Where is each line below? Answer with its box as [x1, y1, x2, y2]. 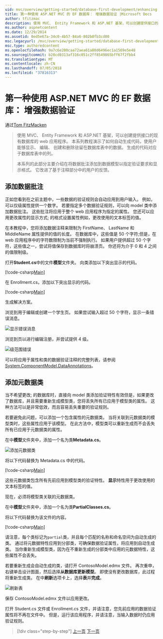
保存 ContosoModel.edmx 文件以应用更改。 [5, 596, 92, 602]
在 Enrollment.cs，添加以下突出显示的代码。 [5, 279, 93, 285]
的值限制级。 [5, 249, 31, 255]
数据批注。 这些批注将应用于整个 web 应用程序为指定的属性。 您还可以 [9, 208, 150, 214]
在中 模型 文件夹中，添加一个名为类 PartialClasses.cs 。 [5, 504, 114, 510]
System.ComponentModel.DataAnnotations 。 [5, 363, 96, 368]
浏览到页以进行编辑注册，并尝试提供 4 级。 [5, 336, 91, 342]
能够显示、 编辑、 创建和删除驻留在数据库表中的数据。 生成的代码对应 [16, 144, 157, 150]
